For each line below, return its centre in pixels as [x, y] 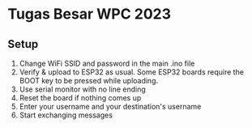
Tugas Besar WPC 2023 [90, 14]
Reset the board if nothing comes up [80, 98]
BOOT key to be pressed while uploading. [89, 81]
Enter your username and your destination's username [110, 107]
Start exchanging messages [66, 115]
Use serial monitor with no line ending [83, 89]
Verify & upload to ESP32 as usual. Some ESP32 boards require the [132, 72]
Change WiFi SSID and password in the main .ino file [107, 63]
